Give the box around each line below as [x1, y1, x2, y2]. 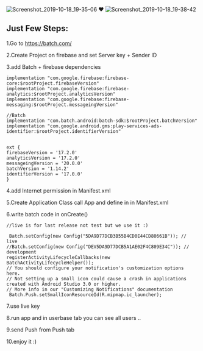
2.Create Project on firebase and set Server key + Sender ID [6, 51, 157, 58]
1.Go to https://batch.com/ [6, 40, 72, 47]
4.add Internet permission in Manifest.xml [6, 186, 111, 194]
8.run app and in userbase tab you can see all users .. [6, 314, 141, 321]
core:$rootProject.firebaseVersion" [6, 80, 99, 87]
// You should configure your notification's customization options [6, 265, 184, 271]
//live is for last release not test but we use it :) [6, 222, 149, 229]
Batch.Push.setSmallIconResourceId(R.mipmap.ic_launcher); [9, 291, 163, 298]
